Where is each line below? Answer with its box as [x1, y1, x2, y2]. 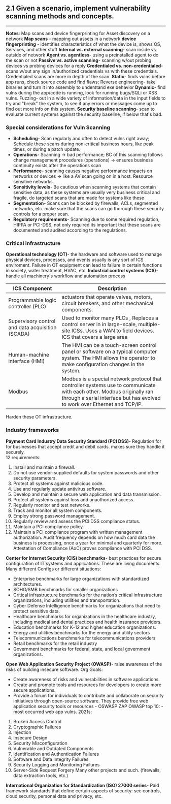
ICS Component [13, 285, 52, 292]
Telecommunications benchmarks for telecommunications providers [13, 635, 156, 641]
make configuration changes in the [61, 361, 145, 368]
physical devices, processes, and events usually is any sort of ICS [6, 256, 144, 263]
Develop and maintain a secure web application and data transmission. [13, 491, 161, 497]
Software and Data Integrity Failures [13, 756, 89, 762]
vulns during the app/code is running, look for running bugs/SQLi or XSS [6, 89, 157, 95]
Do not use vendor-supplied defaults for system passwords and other [13, 469, 159, 475]
